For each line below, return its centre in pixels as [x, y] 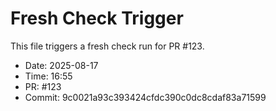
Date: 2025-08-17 [61, 65]
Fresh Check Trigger [97, 18]
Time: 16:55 [48, 76]
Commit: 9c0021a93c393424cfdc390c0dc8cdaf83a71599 [145, 97]
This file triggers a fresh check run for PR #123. [107, 46]
